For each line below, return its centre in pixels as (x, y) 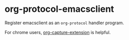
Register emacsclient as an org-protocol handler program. (64, 23)
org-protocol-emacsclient (60, 9)
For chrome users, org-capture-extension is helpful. (58, 32)
